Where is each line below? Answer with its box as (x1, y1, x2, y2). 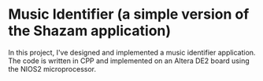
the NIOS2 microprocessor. (8, 64, 97, 73)
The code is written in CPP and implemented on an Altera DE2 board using (8, 56, 250, 65)
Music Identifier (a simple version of (8, 5, 250, 23)
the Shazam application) (8, 22, 172, 40)
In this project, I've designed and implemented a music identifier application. (8, 48, 256, 57)
